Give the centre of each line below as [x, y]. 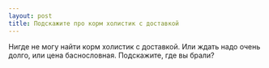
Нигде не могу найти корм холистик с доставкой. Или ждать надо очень [134, 46]
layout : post [30, 16]
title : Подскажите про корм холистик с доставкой [94, 23]
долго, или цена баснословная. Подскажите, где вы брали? [111, 55]
